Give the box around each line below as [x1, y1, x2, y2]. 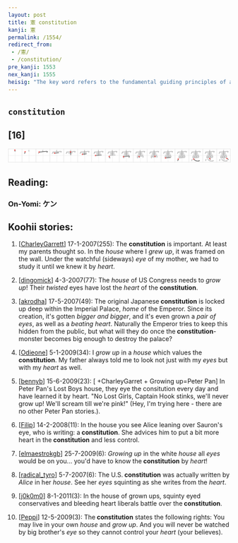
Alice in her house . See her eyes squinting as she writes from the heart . [18, 478, 227, 487]
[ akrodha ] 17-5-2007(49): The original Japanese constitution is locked [18, 297, 225, 306]
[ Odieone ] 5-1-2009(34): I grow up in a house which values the [18, 348, 203, 357]
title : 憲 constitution [8, 18, 77, 26]
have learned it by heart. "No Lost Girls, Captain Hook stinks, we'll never [18, 392, 229, 400]
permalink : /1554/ [8, 34, 62, 41]
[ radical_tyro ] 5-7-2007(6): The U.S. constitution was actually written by [18, 470, 230, 479]
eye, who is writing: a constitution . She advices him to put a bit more [18, 428, 220, 437]
